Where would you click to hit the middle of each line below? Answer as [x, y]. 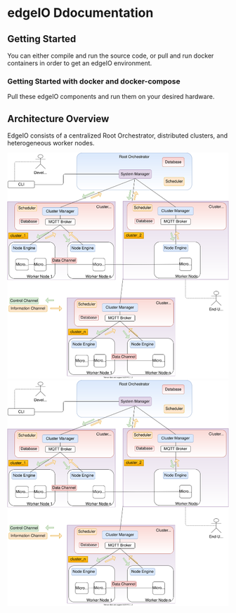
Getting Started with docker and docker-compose [94, 81]
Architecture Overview [58, 118]
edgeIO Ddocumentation [80, 13]
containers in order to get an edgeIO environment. [80, 63]
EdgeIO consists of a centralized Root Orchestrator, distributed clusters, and [118, 136]
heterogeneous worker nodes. [51, 143]
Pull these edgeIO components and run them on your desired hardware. [111, 97]
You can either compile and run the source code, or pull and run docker [111, 55]
